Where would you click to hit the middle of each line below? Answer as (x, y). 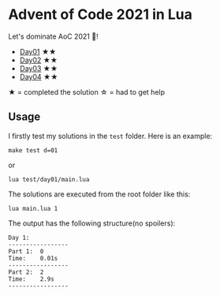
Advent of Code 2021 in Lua (101, 15)
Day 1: (19, 237)
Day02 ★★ (38, 60)
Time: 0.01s (33, 258)
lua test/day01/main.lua (49, 179)
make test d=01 (33, 150)
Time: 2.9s (32, 279)
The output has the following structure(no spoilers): (92, 223)
